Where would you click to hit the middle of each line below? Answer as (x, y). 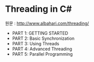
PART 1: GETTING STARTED (40, 33)
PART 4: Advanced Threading (42, 49)
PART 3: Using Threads (36, 43)
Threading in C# (38, 9)
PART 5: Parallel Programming (42, 54)
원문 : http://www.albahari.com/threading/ (47, 23)
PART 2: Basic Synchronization (43, 38)
